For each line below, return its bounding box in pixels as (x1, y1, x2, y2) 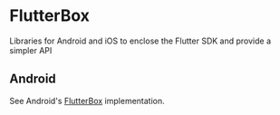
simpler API (9, 44, 53, 55)
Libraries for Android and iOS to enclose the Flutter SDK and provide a (9, 35, 272, 46)
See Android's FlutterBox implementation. (9, 95, 165, 106)
